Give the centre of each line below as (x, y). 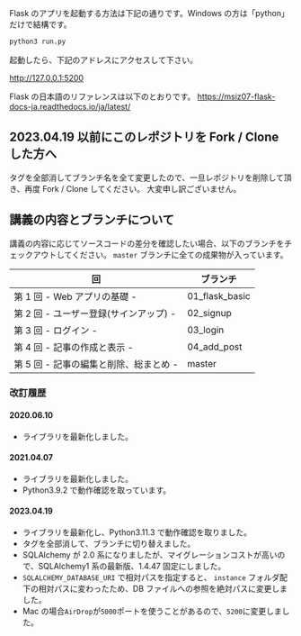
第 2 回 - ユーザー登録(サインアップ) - (95, 313)
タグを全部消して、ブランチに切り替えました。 (109, 544)
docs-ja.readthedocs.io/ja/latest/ (70, 106)
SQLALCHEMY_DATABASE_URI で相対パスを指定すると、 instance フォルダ (151, 577)
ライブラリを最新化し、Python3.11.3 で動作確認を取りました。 (137, 532)
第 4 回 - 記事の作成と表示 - (74, 347)
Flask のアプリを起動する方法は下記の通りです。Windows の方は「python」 (149, 13)
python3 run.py (38, 41)
